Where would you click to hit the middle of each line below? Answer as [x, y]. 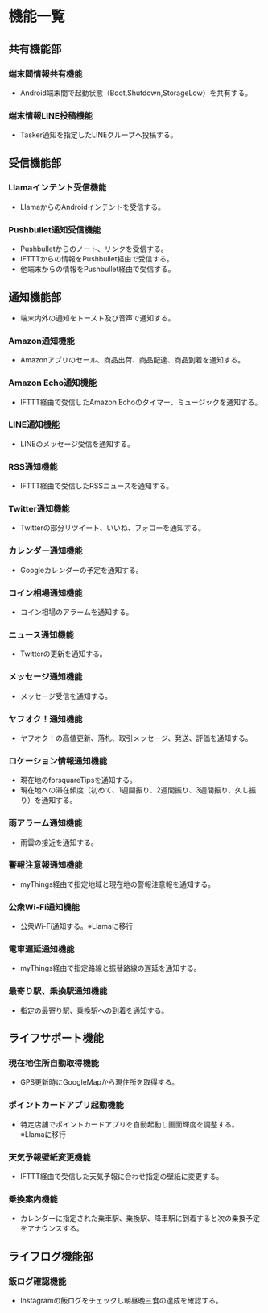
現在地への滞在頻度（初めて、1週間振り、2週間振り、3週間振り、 [128, 790]
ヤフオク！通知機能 [45, 719]
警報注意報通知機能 [45, 865]
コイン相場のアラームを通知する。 [76, 612]
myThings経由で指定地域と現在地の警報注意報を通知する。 [118, 884]
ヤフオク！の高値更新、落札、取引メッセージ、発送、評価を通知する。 [136, 738]
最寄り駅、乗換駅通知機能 [58, 991]
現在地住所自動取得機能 [54, 1064]
